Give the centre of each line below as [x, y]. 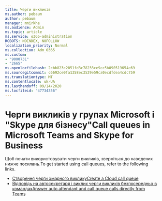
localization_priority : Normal [37, 46]
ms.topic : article [23, 32]
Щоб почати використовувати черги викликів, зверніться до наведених [79, 159]
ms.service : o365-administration [39, 37]
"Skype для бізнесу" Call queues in [78, 125]
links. [10, 169]
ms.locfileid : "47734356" [31, 91]
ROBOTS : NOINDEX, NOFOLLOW [32, 41]
